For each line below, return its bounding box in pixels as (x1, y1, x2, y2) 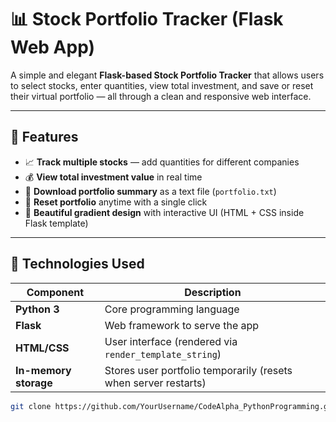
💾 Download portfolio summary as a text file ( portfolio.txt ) (24, 185, 277, 197)
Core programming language (104, 302, 240, 316)
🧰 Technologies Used (10, 256, 145, 273)
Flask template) (24, 217, 89, 229)
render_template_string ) (104, 347, 222, 361)
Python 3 (15, 302, 60, 316)
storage (15, 376, 53, 390)
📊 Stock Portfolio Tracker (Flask (10, 8, 284, 31)
